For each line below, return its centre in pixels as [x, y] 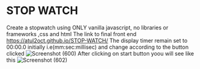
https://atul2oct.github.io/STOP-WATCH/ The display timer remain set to [97, 40]
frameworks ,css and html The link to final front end [71, 34]
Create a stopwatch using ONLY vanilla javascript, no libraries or [87, 27]
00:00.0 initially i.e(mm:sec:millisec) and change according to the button [98, 47]
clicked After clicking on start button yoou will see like [100, 53]
